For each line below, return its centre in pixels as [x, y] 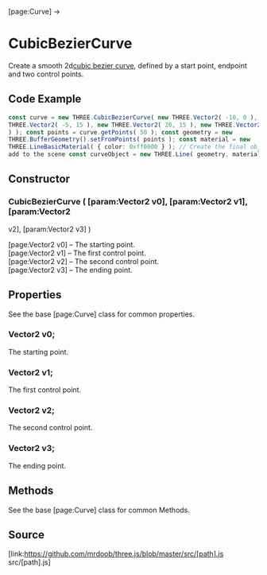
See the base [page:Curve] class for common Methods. [99, 510]
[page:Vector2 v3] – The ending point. [70, 270]
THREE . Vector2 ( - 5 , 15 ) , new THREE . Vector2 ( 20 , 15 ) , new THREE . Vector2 [135, 125]
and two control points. [46, 74]
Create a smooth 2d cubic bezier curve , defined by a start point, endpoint [128, 65]
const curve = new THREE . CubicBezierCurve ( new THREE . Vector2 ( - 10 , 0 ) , [133, 117]
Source [27, 535]
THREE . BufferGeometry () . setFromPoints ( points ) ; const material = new [129, 140]
